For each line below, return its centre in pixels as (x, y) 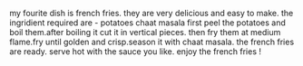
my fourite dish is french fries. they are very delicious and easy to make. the (151, 13)
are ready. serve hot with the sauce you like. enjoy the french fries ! (135, 52)
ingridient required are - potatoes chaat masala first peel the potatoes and (147, 23)
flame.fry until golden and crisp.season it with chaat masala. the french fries (152, 42)
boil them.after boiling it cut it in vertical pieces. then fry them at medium (145, 32)
